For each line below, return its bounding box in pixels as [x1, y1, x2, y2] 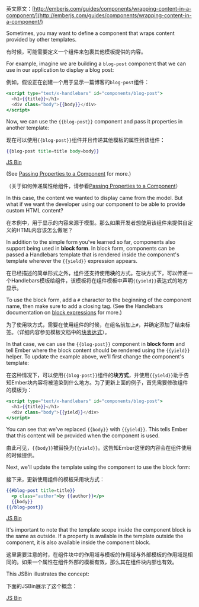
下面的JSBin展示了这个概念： [6, 583, 78, 590]
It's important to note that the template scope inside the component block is [6, 526, 191, 533]
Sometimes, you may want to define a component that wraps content [6, 30, 175, 37]
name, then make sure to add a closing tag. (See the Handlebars [6, 303, 163, 310]
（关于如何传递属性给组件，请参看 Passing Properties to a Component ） [6, 183, 181, 190]
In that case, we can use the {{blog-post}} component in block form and [6, 341, 185, 348]
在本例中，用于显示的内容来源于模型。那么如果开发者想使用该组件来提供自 [6, 219, 188, 227]
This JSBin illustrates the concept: [6, 570, 90, 577]
